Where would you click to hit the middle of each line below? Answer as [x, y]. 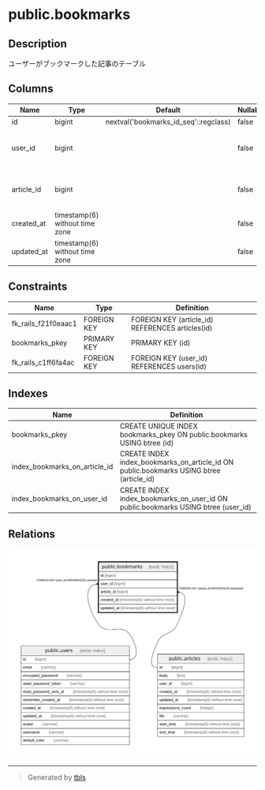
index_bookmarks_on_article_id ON [177, 462]
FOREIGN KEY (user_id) [170, 358]
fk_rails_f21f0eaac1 [44, 324]
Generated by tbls [57, 777]
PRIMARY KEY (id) [161, 343]
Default [168, 110]
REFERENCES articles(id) [172, 328]
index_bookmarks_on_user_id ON [174, 498]
